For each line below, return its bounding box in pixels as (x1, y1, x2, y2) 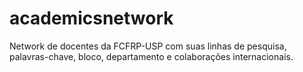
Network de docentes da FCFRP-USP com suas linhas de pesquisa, (9, 40, 287, 52)
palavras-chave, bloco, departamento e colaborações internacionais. (9, 50, 294, 62)
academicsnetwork (9, 7, 174, 30)
